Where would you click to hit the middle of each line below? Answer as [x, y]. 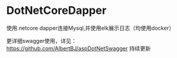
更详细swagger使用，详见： [42, 40]
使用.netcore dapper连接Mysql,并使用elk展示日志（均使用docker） [90, 28]
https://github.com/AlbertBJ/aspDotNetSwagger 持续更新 [79, 48]
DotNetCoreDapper [57, 11]
